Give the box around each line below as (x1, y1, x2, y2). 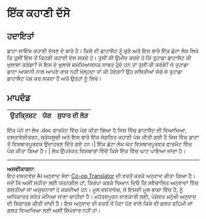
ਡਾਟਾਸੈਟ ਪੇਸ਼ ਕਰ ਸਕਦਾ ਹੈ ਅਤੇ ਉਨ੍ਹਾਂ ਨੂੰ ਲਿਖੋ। (7, 75, 102, 82)
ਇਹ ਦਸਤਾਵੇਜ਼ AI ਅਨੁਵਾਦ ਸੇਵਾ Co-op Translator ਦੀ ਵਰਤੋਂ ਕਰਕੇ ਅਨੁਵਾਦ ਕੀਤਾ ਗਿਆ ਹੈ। (7, 172, 196, 179)
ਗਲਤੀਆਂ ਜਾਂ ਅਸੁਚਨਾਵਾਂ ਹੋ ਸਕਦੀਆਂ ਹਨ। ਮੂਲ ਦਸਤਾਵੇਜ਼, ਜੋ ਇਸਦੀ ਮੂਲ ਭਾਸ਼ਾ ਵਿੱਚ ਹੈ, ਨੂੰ (7, 186, 183, 193)
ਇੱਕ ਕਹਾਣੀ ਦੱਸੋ (7, 6, 70, 20)
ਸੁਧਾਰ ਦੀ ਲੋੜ (57, 111, 89, 120)
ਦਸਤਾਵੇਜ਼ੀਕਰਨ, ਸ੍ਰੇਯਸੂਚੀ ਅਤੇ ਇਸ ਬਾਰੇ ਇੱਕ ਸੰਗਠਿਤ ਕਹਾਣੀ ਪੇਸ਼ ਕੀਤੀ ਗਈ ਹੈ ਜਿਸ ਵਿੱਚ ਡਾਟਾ (7, 133, 199, 140)
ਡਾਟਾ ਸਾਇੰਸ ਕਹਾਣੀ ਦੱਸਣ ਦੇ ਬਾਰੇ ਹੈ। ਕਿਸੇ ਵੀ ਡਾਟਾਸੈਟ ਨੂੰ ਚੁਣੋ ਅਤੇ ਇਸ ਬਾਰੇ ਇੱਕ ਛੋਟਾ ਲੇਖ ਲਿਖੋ (7, 47, 199, 55)
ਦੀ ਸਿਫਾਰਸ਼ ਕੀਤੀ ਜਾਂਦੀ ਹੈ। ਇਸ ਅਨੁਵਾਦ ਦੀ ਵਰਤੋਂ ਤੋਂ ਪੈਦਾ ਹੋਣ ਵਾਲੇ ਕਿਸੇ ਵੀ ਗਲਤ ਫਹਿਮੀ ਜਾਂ (7, 199, 193, 207)
